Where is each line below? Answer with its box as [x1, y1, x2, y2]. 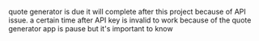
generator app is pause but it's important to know [8, 24, 173, 33]
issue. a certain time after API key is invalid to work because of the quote [8, 15, 252, 25]
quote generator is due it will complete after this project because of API [8, 7, 247, 16]
